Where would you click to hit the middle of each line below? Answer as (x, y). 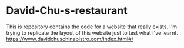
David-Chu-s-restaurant (67, 11)
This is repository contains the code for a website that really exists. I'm (92, 27)
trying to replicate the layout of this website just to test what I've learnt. (92, 32)
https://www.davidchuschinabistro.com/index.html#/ (70, 39)
